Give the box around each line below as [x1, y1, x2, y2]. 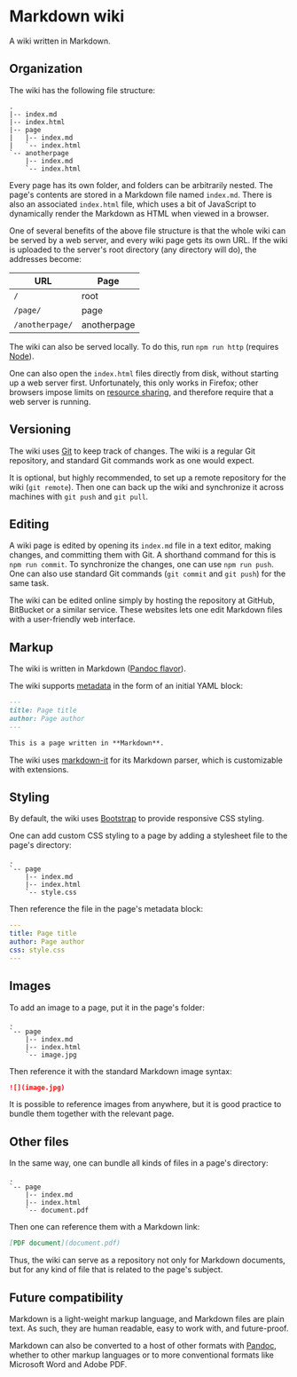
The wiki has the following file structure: [9, 84, 156, 95]
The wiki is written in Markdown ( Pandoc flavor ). [9, 663, 186, 674]
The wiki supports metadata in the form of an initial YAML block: [9, 681, 244, 692]
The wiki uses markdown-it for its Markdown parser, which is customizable [9, 755, 284, 765]
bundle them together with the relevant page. [9, 1108, 175, 1120]
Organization [9, 61, 82, 76]
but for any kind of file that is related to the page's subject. [9, 1264, 223, 1275]
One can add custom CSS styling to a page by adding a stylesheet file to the [9, 830, 288, 841]
